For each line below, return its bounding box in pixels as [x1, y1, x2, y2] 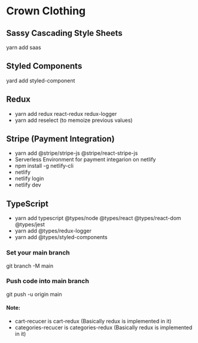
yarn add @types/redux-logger [14, 227, 92, 234]
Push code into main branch [6, 277, 90, 285]
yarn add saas [6, 44, 41, 51]
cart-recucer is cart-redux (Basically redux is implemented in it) [14, 318, 172, 325]
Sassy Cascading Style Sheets [6, 28, 123, 38]
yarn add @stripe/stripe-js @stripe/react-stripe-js [14, 149, 138, 157]
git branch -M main [6, 262, 54, 269]
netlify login [14, 175, 44, 182]
